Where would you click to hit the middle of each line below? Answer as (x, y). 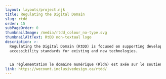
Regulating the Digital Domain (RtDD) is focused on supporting (77, 46)
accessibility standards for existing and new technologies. (74, 51)
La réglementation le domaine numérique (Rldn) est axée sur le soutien (86, 64)
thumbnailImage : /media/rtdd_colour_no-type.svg (56, 33)
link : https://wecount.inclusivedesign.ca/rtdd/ (56, 69)
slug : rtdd (16, 19)
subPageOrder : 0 (22, 28)
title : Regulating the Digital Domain (45, 14)
